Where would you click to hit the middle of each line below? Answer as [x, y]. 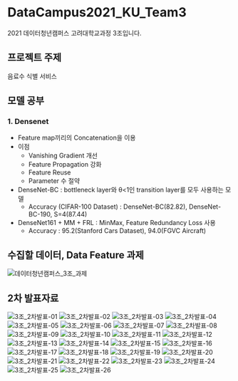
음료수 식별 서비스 [32, 76]
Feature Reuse [50, 172]
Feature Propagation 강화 [65, 165]
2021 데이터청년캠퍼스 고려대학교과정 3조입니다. [74, 33]
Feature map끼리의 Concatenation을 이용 [77, 138]
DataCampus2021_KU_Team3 [97, 12]
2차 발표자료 [33, 298]
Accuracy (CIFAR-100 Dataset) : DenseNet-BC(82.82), [108, 207]
